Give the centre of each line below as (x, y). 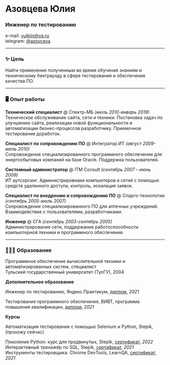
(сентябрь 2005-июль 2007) (36, 201)
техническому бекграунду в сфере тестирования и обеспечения (75, 75)
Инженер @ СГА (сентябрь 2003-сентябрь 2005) (59, 222)
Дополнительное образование (40, 282)
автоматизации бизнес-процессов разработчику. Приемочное (73, 128)
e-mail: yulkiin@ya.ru (27, 36)
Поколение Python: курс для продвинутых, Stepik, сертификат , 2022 (79, 342)
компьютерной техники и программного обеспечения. (65, 233)
